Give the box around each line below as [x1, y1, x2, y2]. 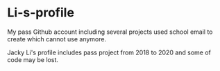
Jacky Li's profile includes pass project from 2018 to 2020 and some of [7, 48, 212, 57]
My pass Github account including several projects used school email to [7, 28, 213, 36]
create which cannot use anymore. [7, 34, 106, 43]
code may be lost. [7, 55, 59, 63]
